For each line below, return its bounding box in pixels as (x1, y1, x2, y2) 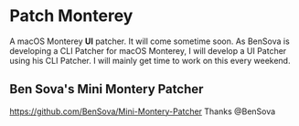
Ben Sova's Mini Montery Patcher (9, 81, 204, 97)
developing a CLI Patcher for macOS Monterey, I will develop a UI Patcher (9, 45, 287, 56)
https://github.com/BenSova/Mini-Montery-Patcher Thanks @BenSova (9, 106, 276, 117)
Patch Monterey (9, 5, 133, 26)
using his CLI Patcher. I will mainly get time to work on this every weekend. (9, 55, 291, 66)
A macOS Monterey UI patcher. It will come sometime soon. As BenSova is (9, 36, 290, 47)
